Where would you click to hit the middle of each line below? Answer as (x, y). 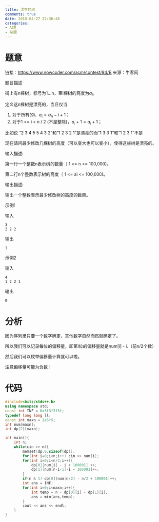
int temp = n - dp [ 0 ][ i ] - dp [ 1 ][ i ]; (70, 492)
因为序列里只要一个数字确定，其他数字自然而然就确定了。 (63, 336)
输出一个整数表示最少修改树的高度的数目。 (48, 195)
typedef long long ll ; (28, 415)
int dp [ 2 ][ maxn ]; (23, 429)
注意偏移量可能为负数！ (29, 367)
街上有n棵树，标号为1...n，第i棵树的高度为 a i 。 (51, 93)
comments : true (20, 14)
